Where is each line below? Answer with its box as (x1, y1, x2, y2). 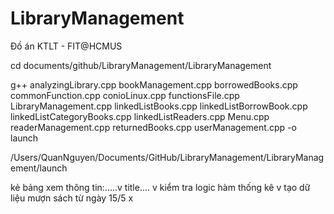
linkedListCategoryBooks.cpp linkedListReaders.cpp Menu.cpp (10, 110, 270, 122)
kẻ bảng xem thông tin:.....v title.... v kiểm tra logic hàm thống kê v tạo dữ (10, 181, 311, 193)
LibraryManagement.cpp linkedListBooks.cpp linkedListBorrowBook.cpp (10, 100, 308, 112)
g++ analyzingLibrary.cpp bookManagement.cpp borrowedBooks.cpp (10, 78, 298, 91)
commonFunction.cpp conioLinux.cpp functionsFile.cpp (10, 89, 240, 101)
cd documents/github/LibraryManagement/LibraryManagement (10, 59, 272, 71)
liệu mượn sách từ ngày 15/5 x (10, 192, 134, 204)
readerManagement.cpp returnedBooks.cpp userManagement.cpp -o (10, 121, 297, 133)
